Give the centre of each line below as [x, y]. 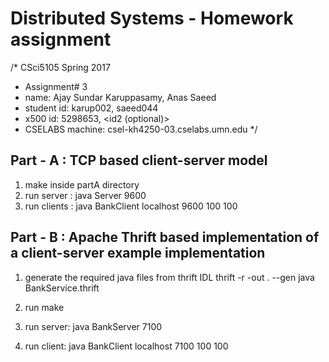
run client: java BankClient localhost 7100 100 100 [126, 346]
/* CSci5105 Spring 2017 [60, 67]
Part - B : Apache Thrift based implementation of [165, 237]
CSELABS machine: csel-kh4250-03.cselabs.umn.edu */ [141, 129]
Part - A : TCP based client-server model [139, 160]
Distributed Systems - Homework [152, 18]
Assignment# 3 [56, 86]
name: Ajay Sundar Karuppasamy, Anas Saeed [120, 97]
